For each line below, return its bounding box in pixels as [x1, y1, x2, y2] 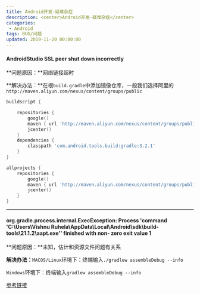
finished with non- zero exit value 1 [63, 229, 152, 237]
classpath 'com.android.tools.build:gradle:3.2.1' [27, 143, 156, 149]
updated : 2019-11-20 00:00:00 [6, 36, 82, 42]
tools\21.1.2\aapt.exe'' [6, 229, 62, 237]
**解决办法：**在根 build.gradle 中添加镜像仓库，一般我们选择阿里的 [6, 82, 174, 89]
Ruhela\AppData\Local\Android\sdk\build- [51, 223, 159, 230]
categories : [6, 20, 36, 26]
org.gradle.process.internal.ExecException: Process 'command [6, 216, 168, 224]
